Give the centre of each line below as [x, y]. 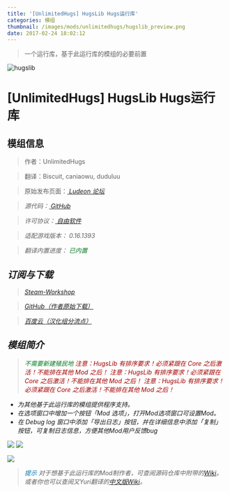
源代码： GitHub [47, 206]
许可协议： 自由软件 [53, 221]
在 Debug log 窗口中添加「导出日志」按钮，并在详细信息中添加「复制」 [119, 422]
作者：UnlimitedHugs [55, 162]
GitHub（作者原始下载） [59, 306]
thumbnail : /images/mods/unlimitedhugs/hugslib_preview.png [97, 27]
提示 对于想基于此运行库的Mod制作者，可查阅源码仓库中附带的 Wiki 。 [123, 472]
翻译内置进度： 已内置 [56, 251]
